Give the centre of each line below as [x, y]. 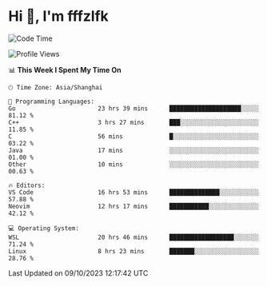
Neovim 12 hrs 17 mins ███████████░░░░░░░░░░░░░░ [134, 206]
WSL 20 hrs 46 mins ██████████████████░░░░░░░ [134, 237]
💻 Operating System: [44, 228]
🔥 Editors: [27, 185]
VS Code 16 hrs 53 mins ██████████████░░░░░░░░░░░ [134, 192]
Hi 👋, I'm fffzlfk [59, 16]
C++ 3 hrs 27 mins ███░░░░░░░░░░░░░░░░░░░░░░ [134, 122]
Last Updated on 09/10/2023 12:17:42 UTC [78, 273]
